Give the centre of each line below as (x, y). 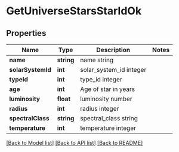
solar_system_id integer (113, 70)
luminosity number (106, 99)
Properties (26, 33)
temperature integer (108, 128)
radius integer (100, 109)
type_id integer (101, 79)
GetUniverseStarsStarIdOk (74, 11)
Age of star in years (108, 89)
